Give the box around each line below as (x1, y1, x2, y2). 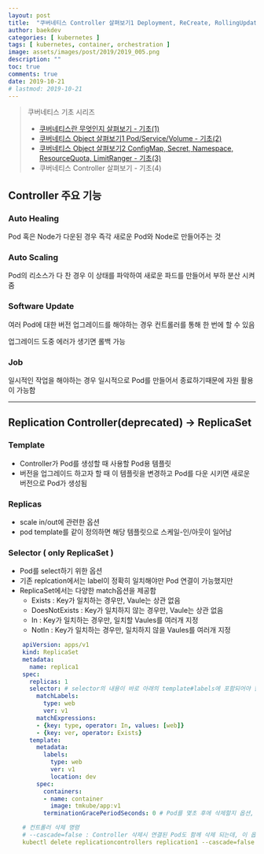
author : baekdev (8, 26, 61, 34)
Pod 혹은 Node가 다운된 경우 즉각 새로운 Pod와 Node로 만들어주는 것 (8, 232, 222, 241)
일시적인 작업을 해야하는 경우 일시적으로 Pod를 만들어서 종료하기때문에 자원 (8, 375, 240, 384)
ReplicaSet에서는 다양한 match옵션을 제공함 (19, 586, 157, 596)
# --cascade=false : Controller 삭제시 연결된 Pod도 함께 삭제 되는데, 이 (22, 831, 247, 839)
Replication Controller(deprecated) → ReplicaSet (8, 416, 252, 429)
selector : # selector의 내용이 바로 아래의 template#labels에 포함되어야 (28, 685, 251, 693)
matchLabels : (36, 692, 79, 700)
